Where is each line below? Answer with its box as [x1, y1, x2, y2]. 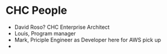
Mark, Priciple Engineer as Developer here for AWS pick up [14, 36, 161, 43]
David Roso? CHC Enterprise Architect [14, 23, 110, 31]
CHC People [5, 4, 68, 17]
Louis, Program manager [14, 29, 76, 37]
